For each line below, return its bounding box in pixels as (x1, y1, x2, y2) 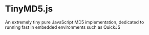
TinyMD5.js (5, 3, 53, 14)
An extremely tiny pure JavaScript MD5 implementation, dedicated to (5, 19, 144, 25)
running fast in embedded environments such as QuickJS (5, 24, 121, 30)
